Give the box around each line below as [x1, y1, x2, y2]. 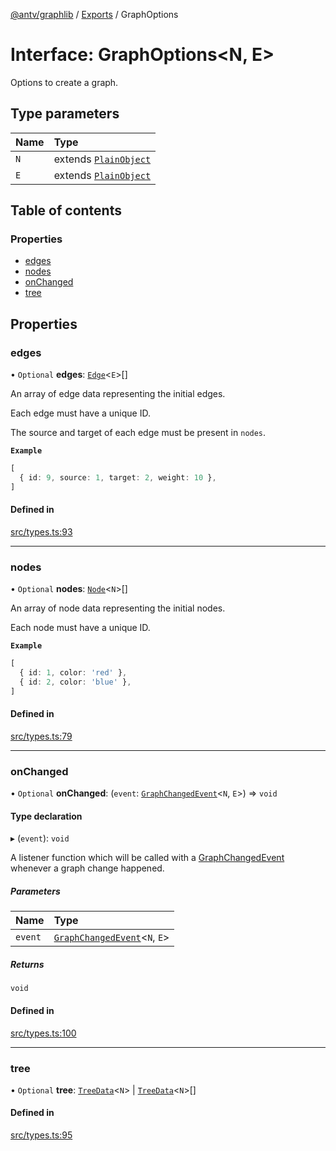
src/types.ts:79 [10, 730, 73, 742]
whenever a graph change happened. [10, 862, 165, 874]
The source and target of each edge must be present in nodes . [10, 427, 267, 439]
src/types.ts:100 [10, 1027, 77, 1039]
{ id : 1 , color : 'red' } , [19, 668, 128, 678]
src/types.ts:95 [10, 1129, 73, 1141]
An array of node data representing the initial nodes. [10, 602, 226, 614]
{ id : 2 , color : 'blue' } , [19, 677, 132, 687]
